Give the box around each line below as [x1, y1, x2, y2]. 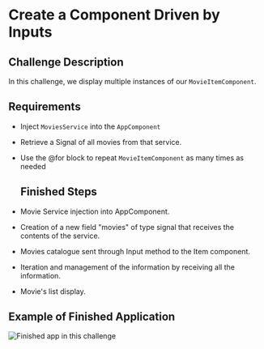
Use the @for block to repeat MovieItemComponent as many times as [19, 152, 245, 163]
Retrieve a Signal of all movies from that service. [19, 137, 182, 147]
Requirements [8, 100, 81, 114]
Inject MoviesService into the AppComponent [19, 121, 161, 131]
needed [19, 161, 46, 171]
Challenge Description [8, 55, 124, 69]
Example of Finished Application [8, 310, 176, 324]
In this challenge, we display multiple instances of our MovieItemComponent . [8, 77, 257, 86]
